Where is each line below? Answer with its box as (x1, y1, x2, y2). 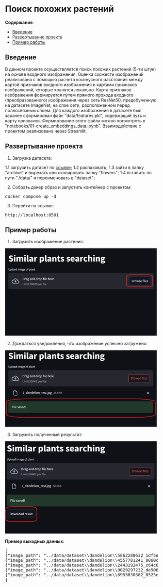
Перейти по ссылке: (12, 202, 54, 208)
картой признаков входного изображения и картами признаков (5, 82, 137, 87)
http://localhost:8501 (5, 212, 59, 218)
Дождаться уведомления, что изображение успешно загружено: (12, 340, 148, 346)
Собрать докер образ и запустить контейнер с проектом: (12, 184, 132, 190)
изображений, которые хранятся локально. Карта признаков (5, 86, 132, 93)
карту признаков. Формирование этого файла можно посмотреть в (5, 117, 146, 123)
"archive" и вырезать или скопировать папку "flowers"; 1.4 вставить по (5, 169, 152, 175)
